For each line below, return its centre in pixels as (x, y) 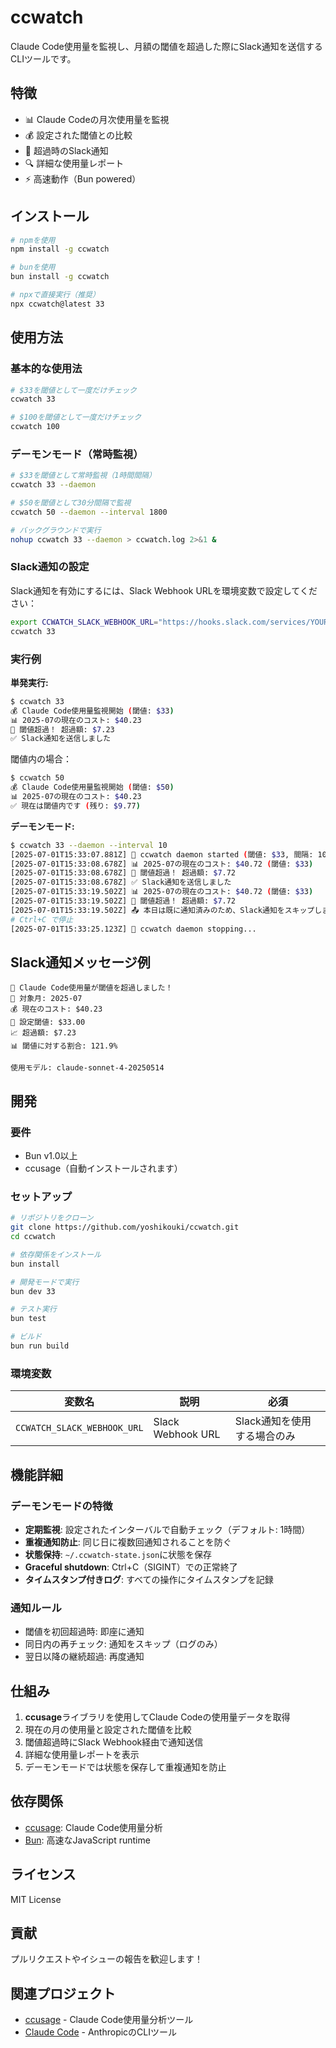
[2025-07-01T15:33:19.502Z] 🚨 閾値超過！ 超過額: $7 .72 (123, 901)
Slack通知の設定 (50, 567)
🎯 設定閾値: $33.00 (48, 1022)
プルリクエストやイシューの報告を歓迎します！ (106, 1959)
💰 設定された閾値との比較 (78, 135)
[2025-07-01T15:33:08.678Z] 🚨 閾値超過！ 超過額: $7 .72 (123, 873)
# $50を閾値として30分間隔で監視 (71, 503)
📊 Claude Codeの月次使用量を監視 (97, 119)
